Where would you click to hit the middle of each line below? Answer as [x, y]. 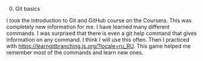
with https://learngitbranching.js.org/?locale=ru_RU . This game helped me [98, 46]
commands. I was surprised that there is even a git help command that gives [101, 33]
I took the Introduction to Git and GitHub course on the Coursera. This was [99, 20]
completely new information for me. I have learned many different [88, 27]
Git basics [28, 9]
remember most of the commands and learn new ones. [75, 53]
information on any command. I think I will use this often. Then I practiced [98, 40]
